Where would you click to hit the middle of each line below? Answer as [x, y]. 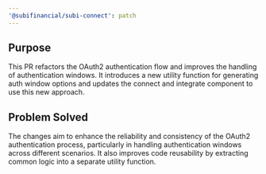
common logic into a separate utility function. [82, 162]
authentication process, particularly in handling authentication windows [125, 145]
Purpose [30, 48]
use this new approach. [46, 92]
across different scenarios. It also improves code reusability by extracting [128, 153]
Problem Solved [48, 117]
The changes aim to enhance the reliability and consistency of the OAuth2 [129, 137]
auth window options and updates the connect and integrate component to [131, 83]
